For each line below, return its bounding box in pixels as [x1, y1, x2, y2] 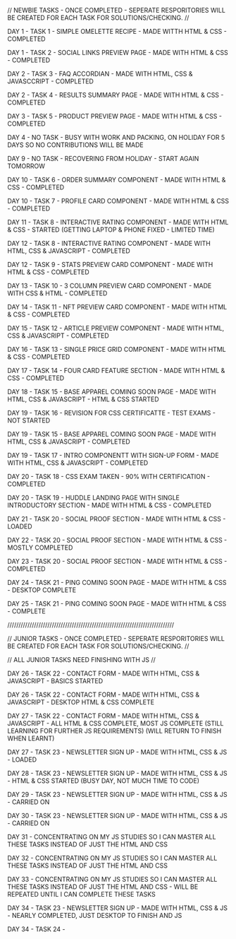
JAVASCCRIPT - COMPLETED [7, 77, 94, 85]
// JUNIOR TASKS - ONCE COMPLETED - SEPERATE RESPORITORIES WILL [7, 634, 225, 642]
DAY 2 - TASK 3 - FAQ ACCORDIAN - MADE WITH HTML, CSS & [7, 70, 193, 78]
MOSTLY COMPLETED [7, 543, 73, 552]
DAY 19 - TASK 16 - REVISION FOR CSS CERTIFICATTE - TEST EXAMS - [7, 409, 216, 417]
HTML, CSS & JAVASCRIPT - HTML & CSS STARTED [7, 395, 160, 403]
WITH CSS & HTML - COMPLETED [7, 289, 108, 297]
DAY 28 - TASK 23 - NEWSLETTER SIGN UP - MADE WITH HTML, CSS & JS [7, 769, 228, 777]
